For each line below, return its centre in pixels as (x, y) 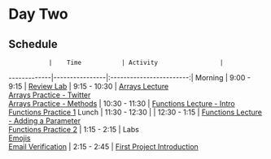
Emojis (20, 138)
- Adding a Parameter (45, 121)
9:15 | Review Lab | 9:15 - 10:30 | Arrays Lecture (89, 86)
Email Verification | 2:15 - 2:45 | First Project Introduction (104, 146)
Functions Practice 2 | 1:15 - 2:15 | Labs (74, 129)
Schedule (33, 44)
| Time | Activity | (136, 62)
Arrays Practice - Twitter (50, 95)
